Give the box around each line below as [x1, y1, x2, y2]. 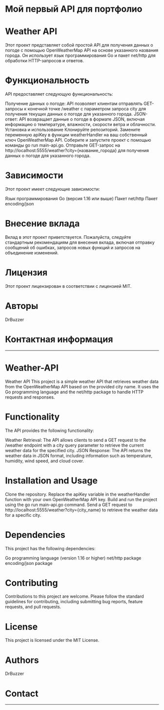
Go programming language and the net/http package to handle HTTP [5, 389, 144, 395]
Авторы [5, 301, 39, 312]
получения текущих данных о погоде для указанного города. [5, 111, 133, 117]
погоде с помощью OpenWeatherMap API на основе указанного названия [5, 48, 159, 53]
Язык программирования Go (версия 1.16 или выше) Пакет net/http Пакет [5, 196, 158, 202]
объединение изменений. [5, 250, 59, 255]
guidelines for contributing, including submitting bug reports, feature [5, 599, 143, 605]
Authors [5, 655, 39, 665]
